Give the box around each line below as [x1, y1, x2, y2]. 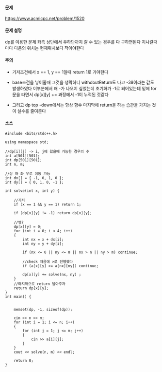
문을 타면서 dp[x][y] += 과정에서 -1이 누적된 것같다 [12, 92, 109, 97]
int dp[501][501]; [5, 157, 42, 163]
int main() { [5, 294, 32, 299]
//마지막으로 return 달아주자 [14, 281, 65, 286]
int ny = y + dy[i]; [22, 241, 64, 246]
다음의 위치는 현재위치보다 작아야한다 [14, 45, 84, 51]
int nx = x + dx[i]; [22, 237, 64, 242]
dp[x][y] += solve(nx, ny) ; [22, 272, 81, 277]
